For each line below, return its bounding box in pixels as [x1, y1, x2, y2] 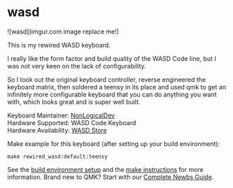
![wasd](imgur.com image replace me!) [7, 27, 120, 36]
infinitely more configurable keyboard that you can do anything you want [7, 90, 217, 99]
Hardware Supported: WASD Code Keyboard [7, 118, 136, 126]
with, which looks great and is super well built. [7, 97, 141, 106]
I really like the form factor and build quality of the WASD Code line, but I [7, 54, 217, 63]
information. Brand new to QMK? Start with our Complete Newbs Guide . [7, 173, 214, 181]
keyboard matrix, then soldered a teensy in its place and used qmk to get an [7, 82, 227, 91]
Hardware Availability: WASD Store [7, 126, 107, 134]
